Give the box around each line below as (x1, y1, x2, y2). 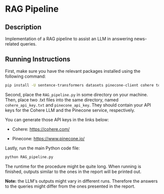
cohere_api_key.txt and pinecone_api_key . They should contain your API (5, 102, 151, 108)
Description (5, 23, 41, 31)
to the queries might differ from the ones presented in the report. (5, 183, 136, 189)
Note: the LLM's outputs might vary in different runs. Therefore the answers (5, 178, 158, 184)
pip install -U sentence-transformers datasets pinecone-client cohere (5, 83, 154, 87)
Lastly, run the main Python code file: (5, 145, 80, 151)
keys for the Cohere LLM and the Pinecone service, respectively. (5, 107, 135, 113)
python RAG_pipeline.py (5, 154, 54, 159)
